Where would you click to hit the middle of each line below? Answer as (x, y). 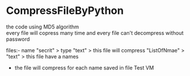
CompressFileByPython (65, 11)
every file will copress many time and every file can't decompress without (95, 32)
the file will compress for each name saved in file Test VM (84, 67)
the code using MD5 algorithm (43, 27)
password (18, 39)
